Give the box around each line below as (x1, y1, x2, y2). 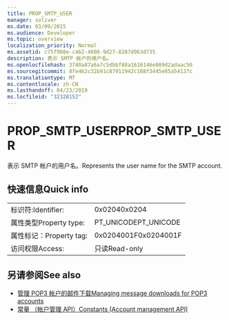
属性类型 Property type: (10, 218, 85, 228)
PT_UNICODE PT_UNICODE (94, 217, 181, 227)
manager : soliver (7, 17, 57, 23)
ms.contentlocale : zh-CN (7, 81, 79, 88)
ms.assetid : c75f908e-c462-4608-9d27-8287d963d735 (7, 49, 156, 56)
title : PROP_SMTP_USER (7, 10, 72, 17)
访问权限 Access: (10, 243, 64, 253)
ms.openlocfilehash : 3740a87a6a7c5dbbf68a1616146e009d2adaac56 (7, 61, 193, 68)
